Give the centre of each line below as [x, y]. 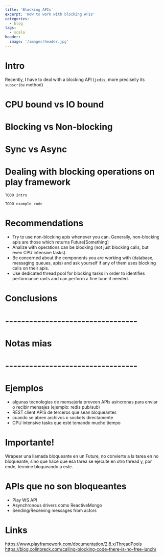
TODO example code [24, 204]
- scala [17, 32]
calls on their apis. [31, 268]
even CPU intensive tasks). [39, 253]
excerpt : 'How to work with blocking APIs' [50, 14]
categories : [17, 19]
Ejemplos [24, 388]
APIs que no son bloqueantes [66, 486]
